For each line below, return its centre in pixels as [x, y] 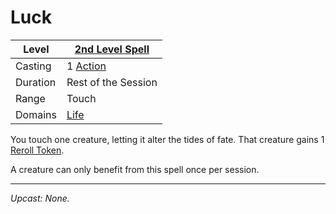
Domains [36, 114]
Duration [36, 82]
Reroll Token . [37, 150]
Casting [33, 66]
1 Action [86, 66]
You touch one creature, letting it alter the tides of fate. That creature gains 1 [167, 139]
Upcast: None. [40, 198]
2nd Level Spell [112, 49]
